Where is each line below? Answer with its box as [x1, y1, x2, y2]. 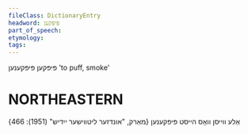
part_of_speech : [8, 26, 62, 34]
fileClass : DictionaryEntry [8, 11, 101, 20]
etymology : [8, 33, 44, 42]
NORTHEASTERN [8, 90, 124, 109]
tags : [8, 41, 26, 49]
